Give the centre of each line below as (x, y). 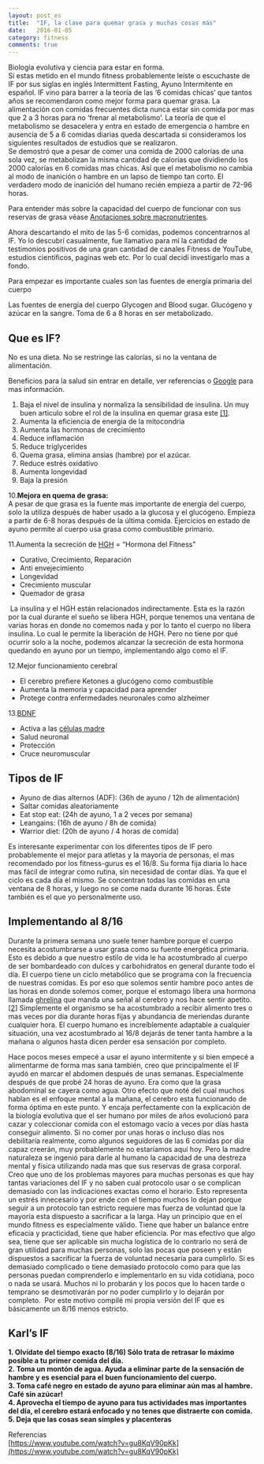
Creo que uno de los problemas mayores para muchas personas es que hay (131, 1174)
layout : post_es (35, 15)
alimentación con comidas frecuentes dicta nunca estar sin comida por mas (131, 109)
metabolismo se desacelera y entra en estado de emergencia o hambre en (129, 126)
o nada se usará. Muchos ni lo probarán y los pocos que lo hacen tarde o (127, 1283)
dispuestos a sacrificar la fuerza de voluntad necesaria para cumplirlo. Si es (131, 1258)
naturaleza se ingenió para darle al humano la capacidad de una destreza (127, 1157)
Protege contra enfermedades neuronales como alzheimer (115, 698)
